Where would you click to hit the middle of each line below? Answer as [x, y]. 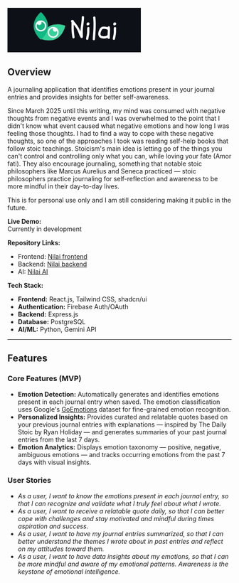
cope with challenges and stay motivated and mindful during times [116, 518]
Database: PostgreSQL [52, 321]
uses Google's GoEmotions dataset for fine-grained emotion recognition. [124, 409]
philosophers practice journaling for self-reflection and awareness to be [113, 178]
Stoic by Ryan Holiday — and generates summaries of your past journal [122, 432]
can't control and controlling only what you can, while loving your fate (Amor [119, 156]
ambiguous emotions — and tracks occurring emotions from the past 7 [121, 454]
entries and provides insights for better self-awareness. [89, 97]
